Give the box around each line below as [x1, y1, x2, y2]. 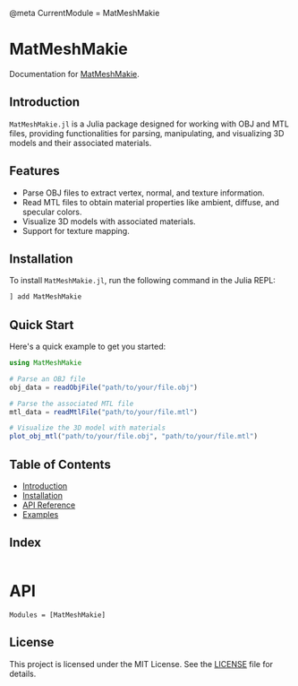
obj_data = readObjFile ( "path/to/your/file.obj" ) [9, 383, 199, 392]
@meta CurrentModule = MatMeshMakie [9, 8, 160, 18]
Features [9, 163, 60, 178]
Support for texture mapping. [21, 225, 130, 236]
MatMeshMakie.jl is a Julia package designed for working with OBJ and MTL [9, 118, 289, 129]
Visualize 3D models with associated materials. [21, 215, 196, 227]
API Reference [21, 499, 76, 510]
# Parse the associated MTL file [9, 399, 134, 408]
